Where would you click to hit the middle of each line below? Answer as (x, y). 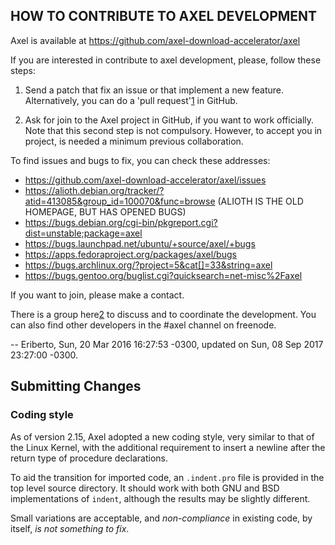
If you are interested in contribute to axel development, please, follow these (166, 60)
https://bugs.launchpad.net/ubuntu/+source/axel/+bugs (140, 243)
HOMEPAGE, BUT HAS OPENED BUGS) (105, 211)
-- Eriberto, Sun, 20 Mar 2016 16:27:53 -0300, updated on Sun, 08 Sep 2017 (167, 344)
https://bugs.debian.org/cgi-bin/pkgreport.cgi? (121, 222)
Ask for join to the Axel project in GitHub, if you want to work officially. (169, 120)
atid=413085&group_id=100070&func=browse (120, 201)
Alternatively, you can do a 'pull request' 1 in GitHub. (131, 100)
